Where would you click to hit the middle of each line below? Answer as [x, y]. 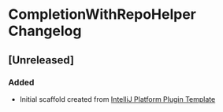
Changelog [45, 31]
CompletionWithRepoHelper [102, 14]
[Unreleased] [41, 60]
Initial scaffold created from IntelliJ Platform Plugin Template [117, 99]
